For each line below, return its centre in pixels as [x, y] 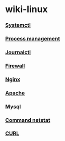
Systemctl [18, 25]
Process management [33, 39]
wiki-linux [26, 9]
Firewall [15, 66]
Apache [15, 93]
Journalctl [18, 52]
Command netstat [28, 120]
